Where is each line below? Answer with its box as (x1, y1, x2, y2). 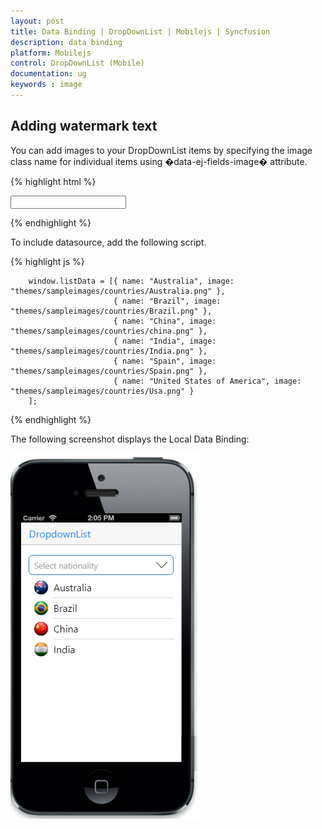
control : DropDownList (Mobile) (10, 58, 145, 69)
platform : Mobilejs (10, 48, 92, 58)
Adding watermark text (10, 118, 158, 135)
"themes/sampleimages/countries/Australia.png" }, (10, 286, 226, 296)
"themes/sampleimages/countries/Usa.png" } (10, 386, 195, 396)
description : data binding (10, 37, 123, 47)
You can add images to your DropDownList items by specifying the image (10, 144, 313, 156)
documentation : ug (10, 69, 87, 79)
